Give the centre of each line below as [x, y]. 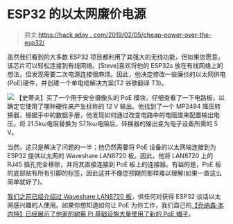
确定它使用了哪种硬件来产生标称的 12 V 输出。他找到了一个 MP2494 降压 [111, 106]
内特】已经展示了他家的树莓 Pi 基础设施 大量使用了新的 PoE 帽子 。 [101, 214]
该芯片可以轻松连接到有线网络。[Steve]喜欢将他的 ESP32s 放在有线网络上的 [115, 65]
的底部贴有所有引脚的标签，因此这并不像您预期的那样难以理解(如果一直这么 [115, 173]
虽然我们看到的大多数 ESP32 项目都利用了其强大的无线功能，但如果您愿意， [115, 57]
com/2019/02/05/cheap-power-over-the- [153, 35]
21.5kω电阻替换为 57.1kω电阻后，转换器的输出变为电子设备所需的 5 [122, 123]
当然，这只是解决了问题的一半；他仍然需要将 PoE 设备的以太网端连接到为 [112, 147]
